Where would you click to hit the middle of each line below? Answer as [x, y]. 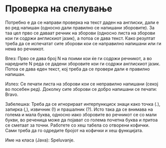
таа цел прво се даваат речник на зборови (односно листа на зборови [80, 33]
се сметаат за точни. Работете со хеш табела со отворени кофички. [78, 125]
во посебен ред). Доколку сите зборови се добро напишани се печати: [81, 89]
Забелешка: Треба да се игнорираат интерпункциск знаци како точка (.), [83, 104]
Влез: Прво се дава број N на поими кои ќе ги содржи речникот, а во [79, 58]
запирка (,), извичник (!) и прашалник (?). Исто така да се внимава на [79, 109]
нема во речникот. [25, 49]
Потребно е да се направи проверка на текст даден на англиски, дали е [82, 22]
